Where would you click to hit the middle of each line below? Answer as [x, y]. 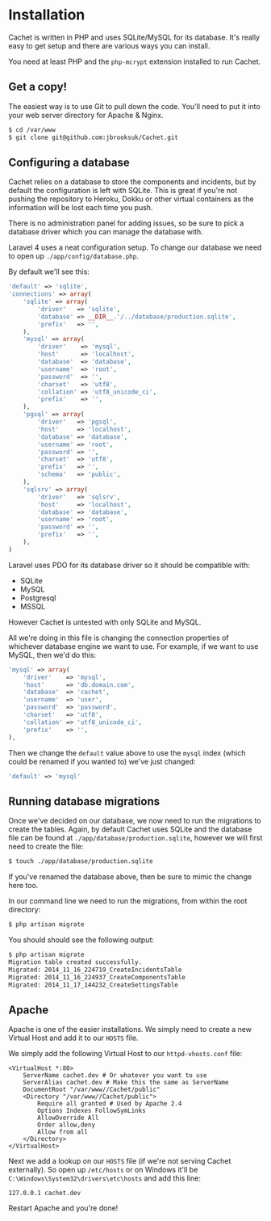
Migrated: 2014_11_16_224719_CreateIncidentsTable [95, 970]
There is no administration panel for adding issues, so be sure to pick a [126, 223]
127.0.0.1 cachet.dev [45, 1194]
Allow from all [63, 1132]
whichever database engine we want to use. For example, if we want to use [133, 646]
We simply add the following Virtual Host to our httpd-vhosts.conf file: [125, 1054]
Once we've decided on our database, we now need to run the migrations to [135, 821]
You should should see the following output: [81, 940]
